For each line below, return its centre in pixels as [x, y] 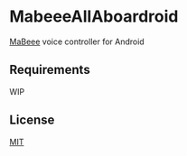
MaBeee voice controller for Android [77, 41]
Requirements [50, 70]
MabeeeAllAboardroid [94, 17]
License [32, 120]
